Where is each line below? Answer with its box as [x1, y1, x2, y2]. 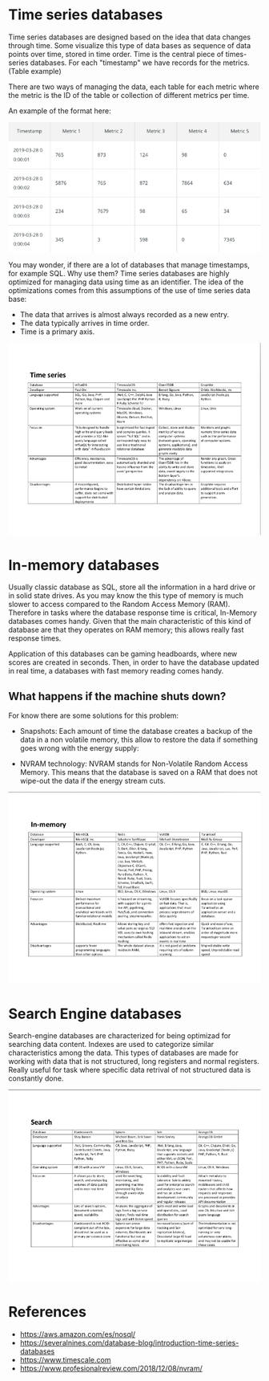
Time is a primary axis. [19, 327, 95, 336]
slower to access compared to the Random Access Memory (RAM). [8, 600, 231, 609]
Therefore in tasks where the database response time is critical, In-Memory [8, 608, 258, 617]
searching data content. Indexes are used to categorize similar [8, 1040, 215, 1049]
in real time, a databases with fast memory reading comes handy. [8, 666, 224, 676]
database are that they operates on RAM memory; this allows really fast [8, 625, 244, 635]
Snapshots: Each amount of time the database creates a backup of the [19, 727, 253, 736]
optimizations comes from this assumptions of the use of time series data [8, 286, 251, 295]
